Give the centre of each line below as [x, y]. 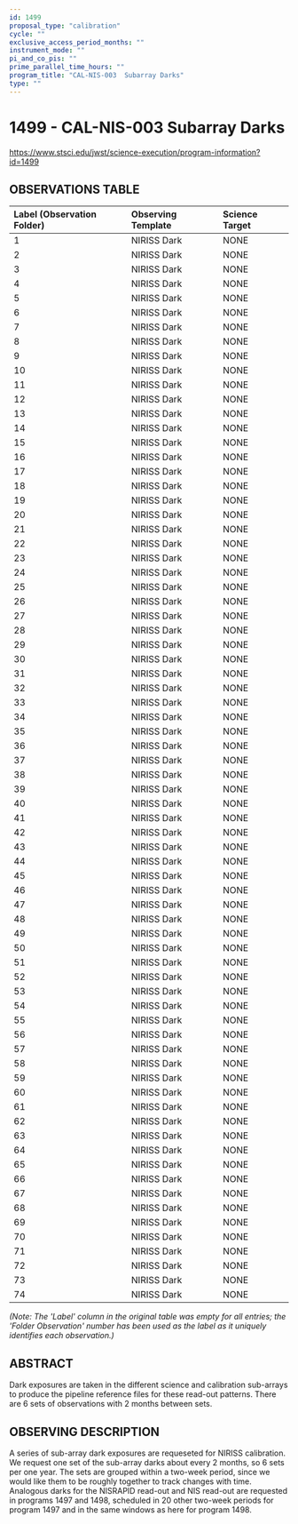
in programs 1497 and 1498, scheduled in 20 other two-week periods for [141, 1500]
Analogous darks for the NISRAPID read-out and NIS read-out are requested [149, 1491]
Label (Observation [55, 214]
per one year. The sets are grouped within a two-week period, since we [140, 1472]
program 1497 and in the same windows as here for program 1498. [131, 1510]
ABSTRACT [41, 1364]
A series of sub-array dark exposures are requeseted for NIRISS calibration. [148, 1453]
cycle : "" [27, 34]
